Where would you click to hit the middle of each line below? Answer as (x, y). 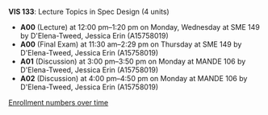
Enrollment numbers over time (59, 103)
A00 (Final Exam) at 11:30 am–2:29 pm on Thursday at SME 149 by (131, 44)
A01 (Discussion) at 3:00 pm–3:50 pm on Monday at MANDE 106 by (133, 61)
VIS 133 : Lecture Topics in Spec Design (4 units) (89, 12)
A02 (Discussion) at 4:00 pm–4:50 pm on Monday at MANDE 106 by (134, 78)
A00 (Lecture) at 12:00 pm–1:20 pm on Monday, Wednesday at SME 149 (140, 27)
